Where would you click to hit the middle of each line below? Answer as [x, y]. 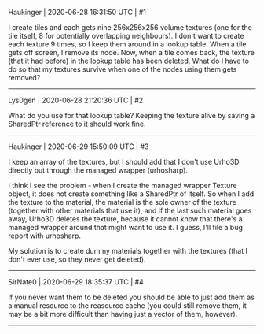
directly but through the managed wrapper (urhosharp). [98, 170]
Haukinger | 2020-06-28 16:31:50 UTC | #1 [77, 12]
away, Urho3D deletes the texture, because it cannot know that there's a [125, 219]
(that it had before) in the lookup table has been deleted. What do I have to [129, 61]
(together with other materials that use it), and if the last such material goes [130, 210]
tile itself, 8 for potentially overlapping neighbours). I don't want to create [126, 36]
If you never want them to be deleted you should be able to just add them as [132, 297]
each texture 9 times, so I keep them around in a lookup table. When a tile [127, 44]
